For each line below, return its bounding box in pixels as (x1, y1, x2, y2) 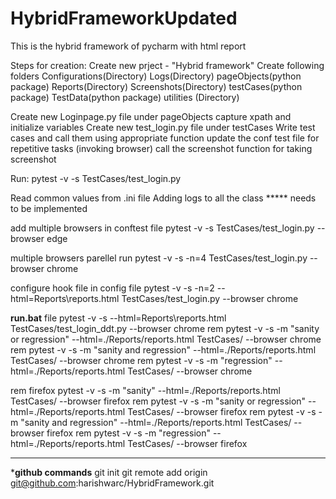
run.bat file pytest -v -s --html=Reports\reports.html (10, 312, 227, 324)
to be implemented (10, 202, 88, 214)
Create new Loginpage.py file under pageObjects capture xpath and (10, 110, 292, 122)
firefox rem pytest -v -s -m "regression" (46, 427, 211, 439)
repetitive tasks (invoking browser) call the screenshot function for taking (10, 142, 313, 154)
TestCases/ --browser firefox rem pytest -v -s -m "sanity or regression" (10, 395, 307, 407)
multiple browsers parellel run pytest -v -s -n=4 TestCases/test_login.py (10, 252, 308, 264)
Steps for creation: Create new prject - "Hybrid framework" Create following (10, 59, 325, 71)
